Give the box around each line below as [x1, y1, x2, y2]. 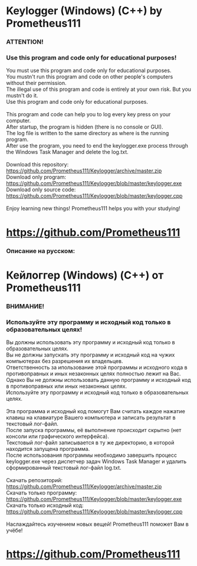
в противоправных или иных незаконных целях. [6, 382, 127, 390]
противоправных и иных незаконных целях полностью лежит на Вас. [6, 370, 181, 377]
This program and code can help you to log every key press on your [6, 111, 171, 118]
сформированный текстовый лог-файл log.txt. [6, 464, 122, 471]
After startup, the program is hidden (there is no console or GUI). [6, 123, 163, 130]
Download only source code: [6, 186, 76, 193]
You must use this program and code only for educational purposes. [6, 67, 172, 74]
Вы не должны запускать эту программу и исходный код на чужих [6, 351, 175, 358]
